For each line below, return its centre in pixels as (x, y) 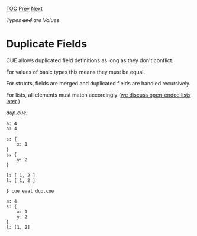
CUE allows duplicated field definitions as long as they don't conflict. (90, 60)
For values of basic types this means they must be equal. (76, 72)
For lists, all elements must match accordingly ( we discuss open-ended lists (98, 95)
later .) (13, 101)
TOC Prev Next (25, 9)
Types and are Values (33, 20)
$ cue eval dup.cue (30, 191)
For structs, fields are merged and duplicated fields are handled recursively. (98, 83)
